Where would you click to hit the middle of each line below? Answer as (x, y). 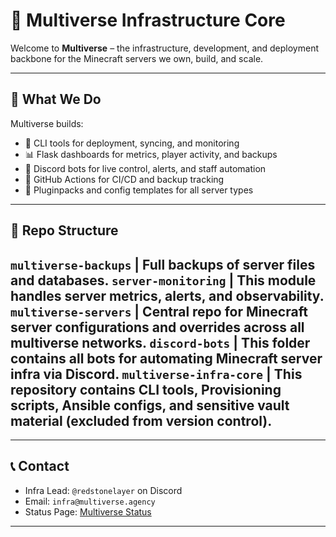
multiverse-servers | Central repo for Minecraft (159, 311)
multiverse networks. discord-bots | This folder (160, 342)
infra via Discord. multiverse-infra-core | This (156, 374)
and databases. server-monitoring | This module (163, 280)
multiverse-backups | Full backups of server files (163, 264)
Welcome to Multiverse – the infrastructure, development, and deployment (165, 48)
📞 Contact (40, 466)
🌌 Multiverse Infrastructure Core (148, 20)
